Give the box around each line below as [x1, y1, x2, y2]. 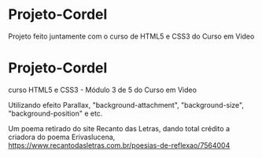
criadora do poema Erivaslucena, [8, 132, 116, 141]
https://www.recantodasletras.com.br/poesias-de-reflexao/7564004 [8, 140, 231, 150]
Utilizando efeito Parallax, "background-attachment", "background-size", [8, 100, 244, 109]
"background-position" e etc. [8, 108, 103, 118]
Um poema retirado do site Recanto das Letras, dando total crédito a [8, 123, 231, 133]
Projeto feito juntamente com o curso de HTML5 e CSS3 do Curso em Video [8, 31, 255, 41]
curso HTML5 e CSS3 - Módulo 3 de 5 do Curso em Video [8, 85, 197, 94]
